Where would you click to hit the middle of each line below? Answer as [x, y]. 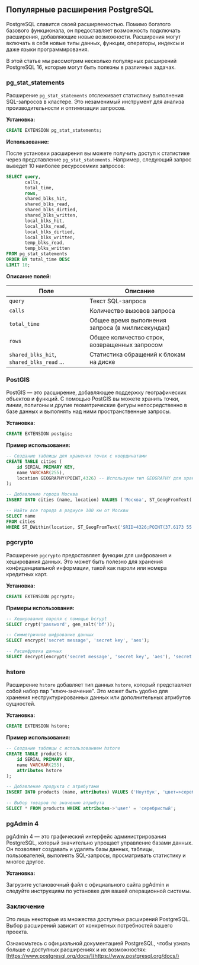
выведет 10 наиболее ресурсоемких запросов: [66, 166]
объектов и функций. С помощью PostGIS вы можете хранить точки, [93, 399]
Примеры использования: [41, 608]
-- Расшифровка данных [34, 651]
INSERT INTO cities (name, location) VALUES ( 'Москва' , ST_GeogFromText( [99, 500]
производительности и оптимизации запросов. [66, 108]
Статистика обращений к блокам [137, 354]
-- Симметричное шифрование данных [50, 635]
